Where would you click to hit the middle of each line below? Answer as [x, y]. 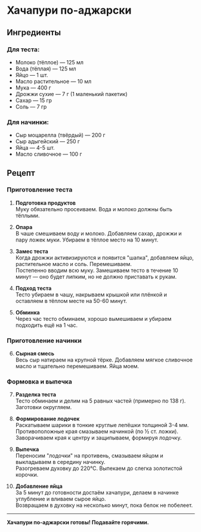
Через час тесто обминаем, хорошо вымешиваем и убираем [93, 318]
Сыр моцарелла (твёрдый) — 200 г [60, 135]
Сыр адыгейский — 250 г [47, 141]
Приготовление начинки [44, 341]
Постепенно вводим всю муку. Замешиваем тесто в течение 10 [97, 270]
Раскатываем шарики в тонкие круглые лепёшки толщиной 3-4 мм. [102, 425]
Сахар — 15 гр [34, 100]
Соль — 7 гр [31, 106]
